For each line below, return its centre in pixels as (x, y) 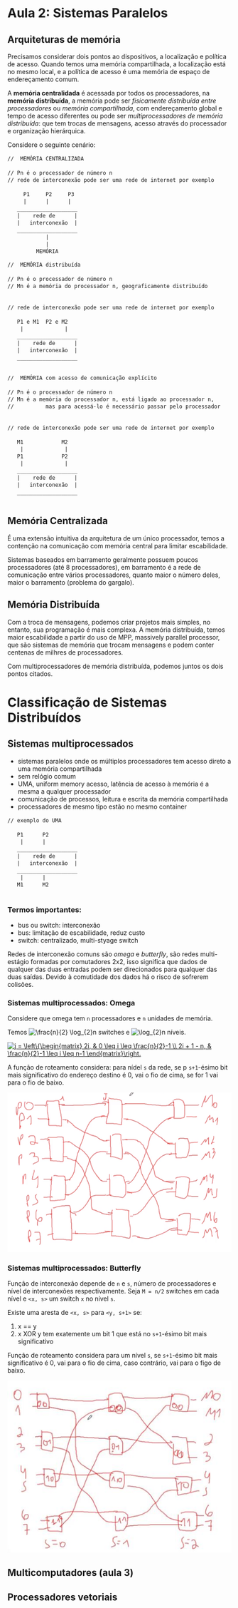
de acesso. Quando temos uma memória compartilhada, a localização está (117, 64)
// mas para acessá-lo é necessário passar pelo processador (114, 406)
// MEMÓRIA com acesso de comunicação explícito (82, 378)
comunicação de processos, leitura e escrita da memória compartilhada (123, 799)
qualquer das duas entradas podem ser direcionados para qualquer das (112, 969)
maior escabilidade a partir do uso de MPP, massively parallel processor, (114, 637)
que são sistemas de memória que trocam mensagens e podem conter (111, 645)
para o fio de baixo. (36, 1082)
